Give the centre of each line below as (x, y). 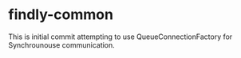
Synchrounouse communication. (62, 44)
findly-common (61, 15)
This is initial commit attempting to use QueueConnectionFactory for (120, 37)
